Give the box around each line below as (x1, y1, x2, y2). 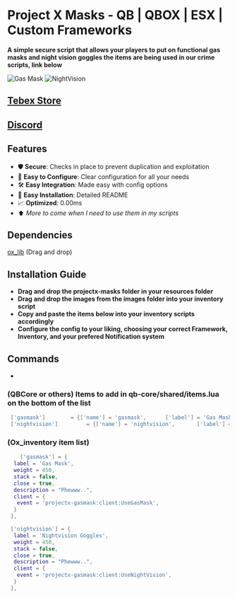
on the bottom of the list (7, 398, 92, 408)
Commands (7, 352, 60, 364)
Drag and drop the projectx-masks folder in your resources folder (17, 287, 214, 296)
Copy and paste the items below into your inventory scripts (17, 310, 195, 318)
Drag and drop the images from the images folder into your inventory (17, 294, 224, 304)
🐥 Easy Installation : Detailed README (17, 190, 128, 199)
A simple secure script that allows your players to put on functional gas (7, 45, 221, 54)
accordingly (17, 317, 54, 326)
